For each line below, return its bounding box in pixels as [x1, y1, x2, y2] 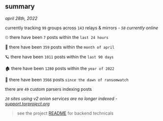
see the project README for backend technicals [17, 110, 114, 116]
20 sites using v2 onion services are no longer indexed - [5, 96, 118, 101]
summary [5, 2, 35, 11]
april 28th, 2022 [5, 15, 38, 21]
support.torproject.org [5, 101, 50, 106]
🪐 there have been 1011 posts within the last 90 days [5, 54, 114, 60]
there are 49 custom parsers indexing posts [5, 86, 92, 92]
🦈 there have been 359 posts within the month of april [5, 44, 115, 50]
